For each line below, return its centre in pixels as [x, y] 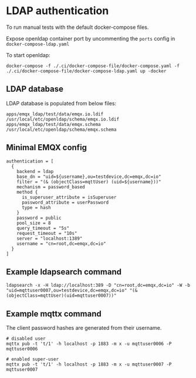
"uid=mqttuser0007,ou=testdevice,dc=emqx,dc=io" [67, 291]
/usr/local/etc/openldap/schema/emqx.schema [61, 130]
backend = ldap [35, 171]
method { [27, 192]
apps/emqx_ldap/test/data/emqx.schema [53, 124]
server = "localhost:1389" [50, 238]
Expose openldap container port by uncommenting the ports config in [91, 38]
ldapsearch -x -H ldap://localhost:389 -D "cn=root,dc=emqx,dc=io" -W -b [98, 286]
